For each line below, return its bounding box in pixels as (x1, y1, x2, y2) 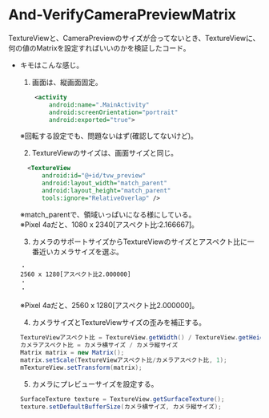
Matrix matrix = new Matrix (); (19, 349, 125, 357)
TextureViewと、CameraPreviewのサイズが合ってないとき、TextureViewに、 (8, 33, 260, 43)
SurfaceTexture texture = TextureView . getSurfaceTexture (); (19, 395, 225, 403)
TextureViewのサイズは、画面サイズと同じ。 (31, 148, 179, 158)
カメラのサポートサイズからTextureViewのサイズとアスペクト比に (31, 237, 248, 246)
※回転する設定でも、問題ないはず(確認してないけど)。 (19, 131, 199, 141)
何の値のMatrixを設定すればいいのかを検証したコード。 (8, 43, 191, 53)
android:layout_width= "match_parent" (41, 179, 168, 188)
